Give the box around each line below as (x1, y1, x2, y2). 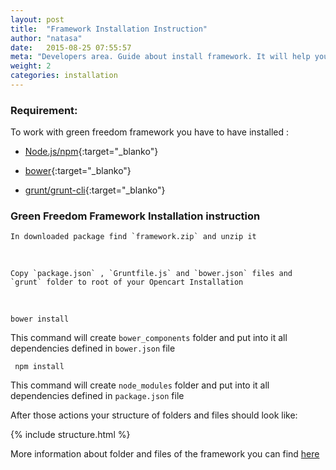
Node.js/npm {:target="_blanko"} (24, 146, 159, 158)
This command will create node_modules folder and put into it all (10, 379, 270, 391)
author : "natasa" (10, 33, 83, 43)
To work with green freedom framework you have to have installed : (10, 126, 289, 138)
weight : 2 (10, 61, 52, 71)
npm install (14, 362, 65, 372)
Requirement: (10, 103, 78, 117)
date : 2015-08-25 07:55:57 (10, 42, 132, 53)
